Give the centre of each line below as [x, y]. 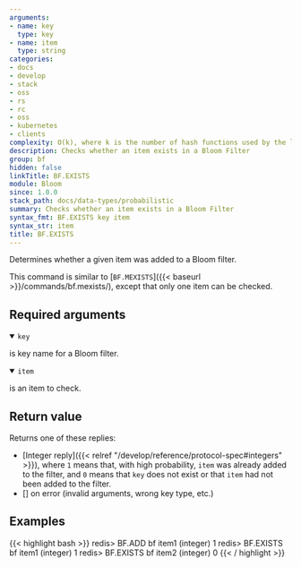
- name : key [31, 26]
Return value [46, 416]
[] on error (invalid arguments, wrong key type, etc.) [118, 493]
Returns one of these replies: [63, 438]
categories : [31, 59]
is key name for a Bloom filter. [64, 354]
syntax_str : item [42, 226]
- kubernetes [34, 126]
